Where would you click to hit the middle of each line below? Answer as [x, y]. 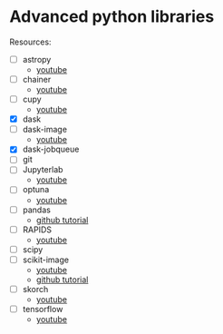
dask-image [45, 130]
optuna [36, 190]
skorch [35, 289]
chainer [37, 79]
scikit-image [46, 260]
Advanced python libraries [112, 17]
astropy [37, 59]
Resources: [30, 42]
